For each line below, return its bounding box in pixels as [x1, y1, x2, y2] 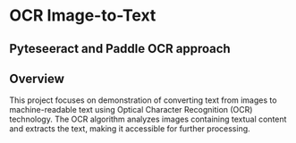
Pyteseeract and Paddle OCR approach [9, 41, 231, 56]
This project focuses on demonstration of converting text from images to [9, 95, 277, 105]
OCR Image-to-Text [9, 5, 156, 26]
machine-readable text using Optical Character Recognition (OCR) [9, 105, 253, 115]
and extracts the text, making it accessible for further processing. [9, 123, 250, 134]
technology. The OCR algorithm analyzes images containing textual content [9, 114, 287, 125]
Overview [9, 71, 65, 86]
